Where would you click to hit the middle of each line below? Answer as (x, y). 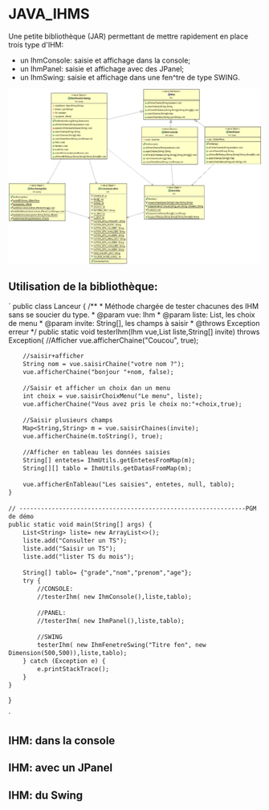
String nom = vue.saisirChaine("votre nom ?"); (104, 364)
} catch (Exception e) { (64, 661)
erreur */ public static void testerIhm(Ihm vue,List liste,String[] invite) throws (134, 332)
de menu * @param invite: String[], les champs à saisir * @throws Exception (134, 323)
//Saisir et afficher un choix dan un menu (97, 388)
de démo (21, 516)
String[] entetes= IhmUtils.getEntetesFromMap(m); (109, 460)
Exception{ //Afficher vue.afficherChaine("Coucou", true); (104, 340)
